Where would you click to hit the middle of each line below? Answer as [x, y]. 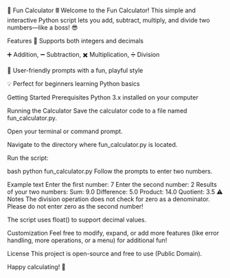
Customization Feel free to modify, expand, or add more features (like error [113, 233]
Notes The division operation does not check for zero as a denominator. [109, 199]
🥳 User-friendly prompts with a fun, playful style [75, 70]
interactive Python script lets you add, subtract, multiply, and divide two [109, 20]
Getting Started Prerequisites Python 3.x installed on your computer [103, 97]
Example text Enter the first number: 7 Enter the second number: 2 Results [112, 184]
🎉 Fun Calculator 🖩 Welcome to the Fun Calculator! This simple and [102, 10]
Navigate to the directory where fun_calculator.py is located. [92, 144]
